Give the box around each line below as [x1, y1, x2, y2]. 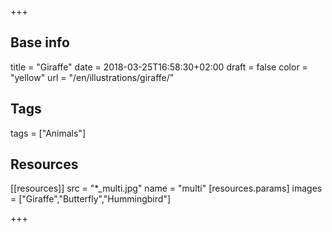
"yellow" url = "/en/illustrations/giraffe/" [10, 71, 175, 83]
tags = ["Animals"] [10, 127, 86, 139]
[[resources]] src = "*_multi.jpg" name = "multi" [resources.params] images [10, 182, 323, 195]
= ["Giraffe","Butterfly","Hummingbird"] [10, 193, 171, 205]
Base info [10, 34, 70, 51]
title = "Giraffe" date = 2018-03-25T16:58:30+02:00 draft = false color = [10, 61, 308, 73]
